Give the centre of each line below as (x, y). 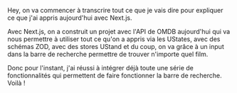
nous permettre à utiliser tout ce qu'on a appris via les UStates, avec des (114, 39)
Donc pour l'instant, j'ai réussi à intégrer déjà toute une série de (100, 68)
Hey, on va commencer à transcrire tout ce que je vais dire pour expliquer (115, 10)
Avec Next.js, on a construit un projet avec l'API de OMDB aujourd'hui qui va (119, 32)
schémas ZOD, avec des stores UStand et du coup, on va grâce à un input (116, 46)
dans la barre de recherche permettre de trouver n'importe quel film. (108, 54)
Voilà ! (16, 83)
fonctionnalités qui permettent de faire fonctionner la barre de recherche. (115, 75)
